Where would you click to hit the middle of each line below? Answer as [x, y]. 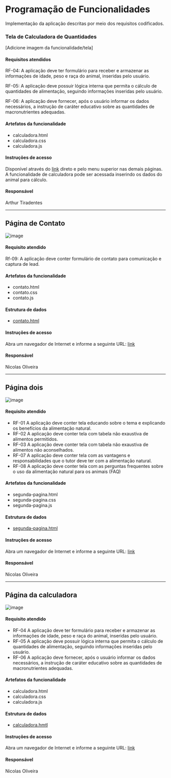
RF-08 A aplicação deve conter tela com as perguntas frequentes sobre [88, 466]
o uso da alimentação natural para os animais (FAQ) [67, 471]
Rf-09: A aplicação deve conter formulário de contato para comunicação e [83, 259]
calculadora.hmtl [30, 725]
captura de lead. [22, 264]
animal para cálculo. [26, 180]
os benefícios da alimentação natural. [52, 428]
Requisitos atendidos [28, 59]
